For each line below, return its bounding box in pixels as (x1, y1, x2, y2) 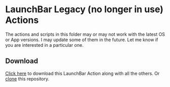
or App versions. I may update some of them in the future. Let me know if (5, 37, 158, 43)
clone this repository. (5, 75, 50, 82)
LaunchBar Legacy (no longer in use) (5, 4, 164, 15)
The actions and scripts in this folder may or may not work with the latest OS (5, 31, 165, 37)
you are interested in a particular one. (5, 42, 84, 48)
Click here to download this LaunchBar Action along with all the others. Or (5, 70, 160, 76)
